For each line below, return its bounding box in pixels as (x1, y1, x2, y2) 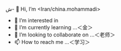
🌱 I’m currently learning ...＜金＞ (14, 24, 93, 30)
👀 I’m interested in (14, 17, 59, 23)
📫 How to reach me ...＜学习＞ (14, 39, 90, 45)
